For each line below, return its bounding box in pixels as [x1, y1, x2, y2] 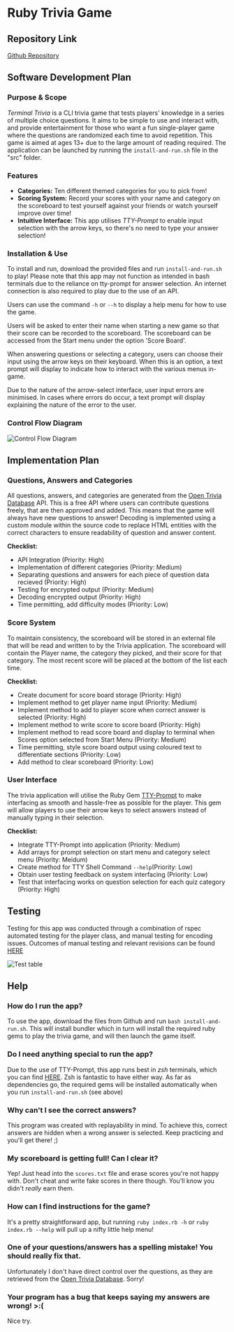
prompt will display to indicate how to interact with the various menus [7, 365, 207, 373]
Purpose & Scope [7, 92, 67, 102]
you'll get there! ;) [7, 1136, 58, 1144]
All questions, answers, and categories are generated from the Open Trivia [7, 492, 222, 500]
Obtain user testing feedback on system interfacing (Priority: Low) [17, 870, 208, 878]
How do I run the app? [7, 1001, 83, 1011]
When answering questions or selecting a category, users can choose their [7, 350, 224, 359]
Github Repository [7, 51, 59, 60]
